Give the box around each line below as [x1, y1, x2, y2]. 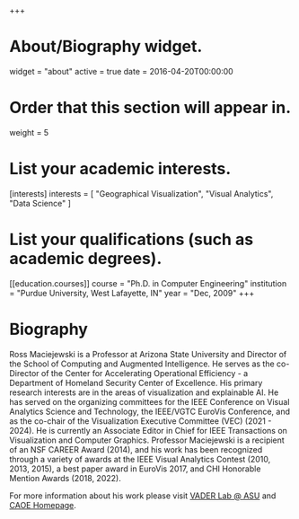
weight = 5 [9, 127, 49, 137]
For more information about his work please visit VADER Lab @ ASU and [9, 490, 277, 501]
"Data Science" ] [9, 198, 72, 208]
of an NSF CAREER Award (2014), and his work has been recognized [9, 444, 263, 454]
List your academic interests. [9, 159, 232, 180]
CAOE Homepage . [9, 499, 76, 510]
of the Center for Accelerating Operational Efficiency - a [40, 367, 249, 378]
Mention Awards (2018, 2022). [9, 472, 121, 483]
